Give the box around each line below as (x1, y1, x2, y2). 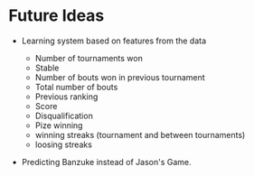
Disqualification (34, 110, 94, 121)
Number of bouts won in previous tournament (34, 71, 205, 82)
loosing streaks (34, 139, 92, 150)
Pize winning (34, 119, 83, 131)
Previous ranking (34, 91, 99, 102)
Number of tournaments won (34, 52, 144, 63)
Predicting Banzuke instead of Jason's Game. (21, 156, 192, 167)
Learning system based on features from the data (21, 35, 207, 46)
